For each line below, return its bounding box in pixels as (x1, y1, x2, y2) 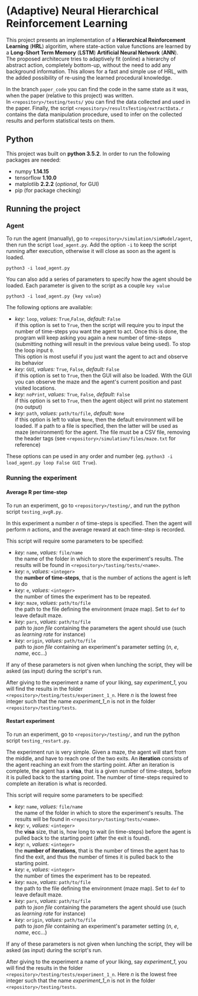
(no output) (14, 403, 43, 411)
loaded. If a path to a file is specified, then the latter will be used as (14, 422, 178, 430)
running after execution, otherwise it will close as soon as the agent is (6, 248, 176, 255)
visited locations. (14, 385, 56, 392)
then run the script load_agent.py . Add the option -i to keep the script (6, 241, 177, 248)
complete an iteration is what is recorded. (6, 780, 108, 787)
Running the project (6, 204, 81, 214)
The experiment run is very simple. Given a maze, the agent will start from (6, 748, 186, 755)
